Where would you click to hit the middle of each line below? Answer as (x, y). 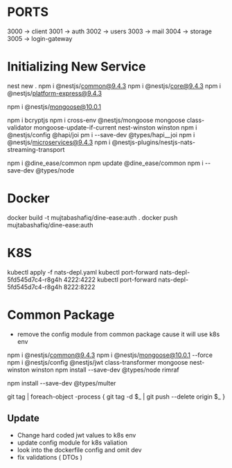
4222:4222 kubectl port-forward (110, 279)
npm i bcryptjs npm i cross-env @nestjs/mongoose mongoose (96, 120)
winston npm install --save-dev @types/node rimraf (105, 370)
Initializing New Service (77, 67)
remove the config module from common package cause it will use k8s (118, 334)
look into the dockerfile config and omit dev (79, 450)
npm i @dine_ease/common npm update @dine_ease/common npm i (105, 163)
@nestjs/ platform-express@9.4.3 (55, 93)
